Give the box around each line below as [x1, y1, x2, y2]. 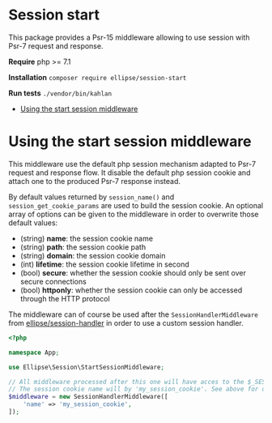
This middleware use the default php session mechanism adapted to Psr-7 [8, 159, 257, 169]
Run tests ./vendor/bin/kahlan [8, 88, 112, 98]
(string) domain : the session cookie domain [19, 250, 166, 260]
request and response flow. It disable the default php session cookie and [8, 168, 251, 177]
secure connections [19, 276, 87, 286]
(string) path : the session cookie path [19, 241, 147, 252]
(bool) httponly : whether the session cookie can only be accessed [19, 285, 243, 295]
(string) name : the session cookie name [19, 233, 154, 243]
